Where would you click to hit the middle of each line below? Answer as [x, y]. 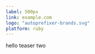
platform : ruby [25, 28]
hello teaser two [26, 46]
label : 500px [22, 12]
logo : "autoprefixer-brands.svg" [48, 23]
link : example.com [29, 17]
